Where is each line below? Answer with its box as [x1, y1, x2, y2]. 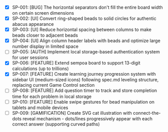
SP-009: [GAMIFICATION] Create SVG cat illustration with [12, 110, 132, 116]
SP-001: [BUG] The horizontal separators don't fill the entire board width [12, 5, 163, 10]
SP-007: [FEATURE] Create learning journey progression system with [12, 71, 156, 77]
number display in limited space [12, 43, 79, 50]
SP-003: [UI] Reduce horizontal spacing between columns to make [12, 26, 152, 32]
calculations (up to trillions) [12, 65, 69, 72]
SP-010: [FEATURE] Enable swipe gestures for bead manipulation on [12, 98, 155, 105]
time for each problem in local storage [12, 93, 92, 100]
